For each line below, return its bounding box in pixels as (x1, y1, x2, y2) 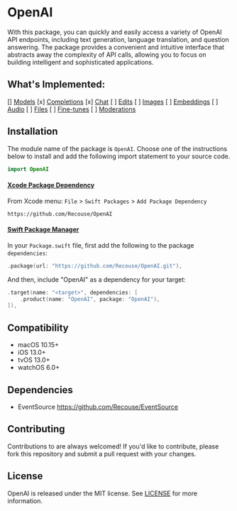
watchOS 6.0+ (17, 363, 60, 372)
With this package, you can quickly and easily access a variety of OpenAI (7, 28, 222, 36)
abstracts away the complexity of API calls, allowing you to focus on (7, 50, 206, 59)
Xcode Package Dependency (7, 181, 94, 189)
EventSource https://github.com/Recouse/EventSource (17, 402, 179, 411)
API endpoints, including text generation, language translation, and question (7, 35, 229, 43)
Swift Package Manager (7, 225, 79, 234)
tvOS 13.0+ (17, 356, 50, 364)
